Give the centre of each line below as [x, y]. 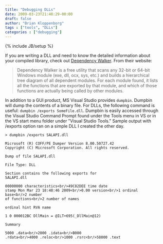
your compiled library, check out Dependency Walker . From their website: [79, 61]
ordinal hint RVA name [28, 207]
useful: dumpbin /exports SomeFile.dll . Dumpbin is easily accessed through [82, 111]
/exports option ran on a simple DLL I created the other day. [65, 126]
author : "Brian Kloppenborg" [35, 23]
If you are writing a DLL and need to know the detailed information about [78, 56]
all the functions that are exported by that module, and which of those [87, 85]
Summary [13, 225]
